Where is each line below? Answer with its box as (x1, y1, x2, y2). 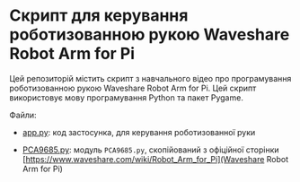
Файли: (9, 109, 38, 120)
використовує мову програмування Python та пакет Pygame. (9, 91, 244, 103)
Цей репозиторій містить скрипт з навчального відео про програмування (9, 73, 292, 83)
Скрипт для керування (9, 5, 189, 26)
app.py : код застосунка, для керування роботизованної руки (22, 126, 256, 137)
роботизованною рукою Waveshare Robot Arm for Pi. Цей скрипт (9, 82, 257, 93)
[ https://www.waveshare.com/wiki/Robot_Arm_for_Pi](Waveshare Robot (22, 153, 289, 164)
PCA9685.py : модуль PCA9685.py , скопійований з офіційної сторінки (22, 144, 280, 155)
